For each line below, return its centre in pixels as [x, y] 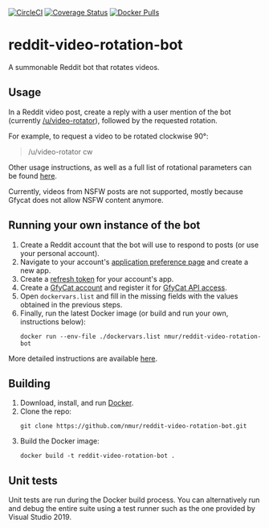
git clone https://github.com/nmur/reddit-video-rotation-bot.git [133, 427]
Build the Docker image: [60, 441]
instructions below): [53, 321]
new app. [35, 270]
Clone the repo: [46, 411]
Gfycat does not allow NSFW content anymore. [86, 200]
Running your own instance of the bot [104, 225]
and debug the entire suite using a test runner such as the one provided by [132, 509]
